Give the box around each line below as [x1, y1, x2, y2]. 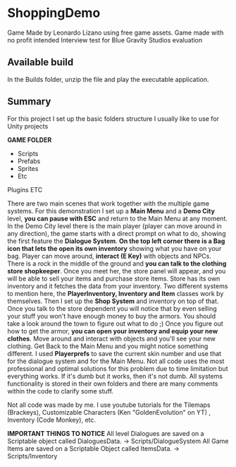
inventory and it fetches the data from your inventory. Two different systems [7, 281, 228, 290]
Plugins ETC [7, 185, 43, 194]
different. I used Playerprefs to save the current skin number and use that [7, 349, 222, 357]
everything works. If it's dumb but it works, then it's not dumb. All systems [7, 372, 223, 380]
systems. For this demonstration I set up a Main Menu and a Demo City [7, 206, 215, 215]
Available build [7, 57, 74, 69]
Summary [7, 95, 51, 107]
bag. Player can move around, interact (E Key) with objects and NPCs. [7, 252, 211, 260]
